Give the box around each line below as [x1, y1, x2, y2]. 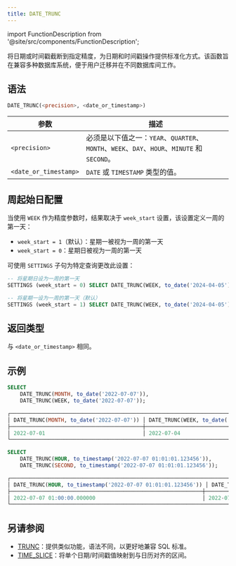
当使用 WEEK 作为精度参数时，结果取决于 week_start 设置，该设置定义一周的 [7, 214, 225, 222]
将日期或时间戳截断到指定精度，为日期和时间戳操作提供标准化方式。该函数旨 [7, 51, 229, 60]
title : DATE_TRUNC [7, 10, 61, 18]
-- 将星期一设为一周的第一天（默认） [7, 294, 100, 302]
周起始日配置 [7, 193, 63, 205]
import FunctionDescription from [7, 30, 102, 38]
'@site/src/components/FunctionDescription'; [7, 37, 139, 46]
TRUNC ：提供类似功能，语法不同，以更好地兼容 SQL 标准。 [17, 542, 191, 550]
